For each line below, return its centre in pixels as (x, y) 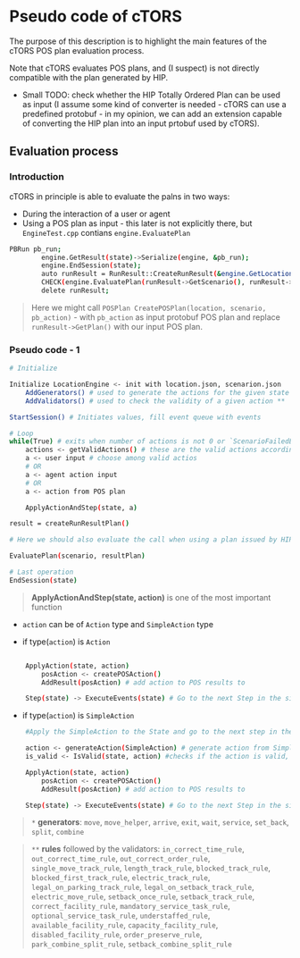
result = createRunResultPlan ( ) (69, 524)
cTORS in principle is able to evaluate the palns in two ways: (120, 196)
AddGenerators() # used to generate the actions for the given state (158, 392)
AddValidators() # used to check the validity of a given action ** (155, 401)
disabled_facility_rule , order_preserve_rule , (117, 935)
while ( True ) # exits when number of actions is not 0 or (117, 441)
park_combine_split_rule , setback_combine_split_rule (131, 944)
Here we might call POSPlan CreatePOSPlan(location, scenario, (149, 307)
